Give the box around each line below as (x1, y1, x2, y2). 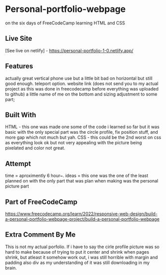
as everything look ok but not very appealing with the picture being (5, 140, 142, 146)
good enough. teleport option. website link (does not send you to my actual (5, 81, 159, 87)
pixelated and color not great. (5, 145, 65, 151)
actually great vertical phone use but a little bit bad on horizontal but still (5, 75, 153, 81)
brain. (5, 265, 17, 271)
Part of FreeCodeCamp (5, 197, 78, 206)
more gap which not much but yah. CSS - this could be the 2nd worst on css (5, 134, 162, 140)
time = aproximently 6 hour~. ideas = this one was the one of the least (5, 173, 149, 179)
